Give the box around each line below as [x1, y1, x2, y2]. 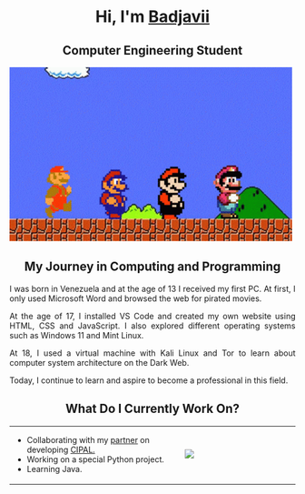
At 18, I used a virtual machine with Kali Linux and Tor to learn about [9, 348, 296, 358]
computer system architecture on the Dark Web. [9, 357, 190, 368]
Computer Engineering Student [62, 43, 243, 58]
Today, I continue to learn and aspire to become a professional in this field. [9, 375, 289, 386]
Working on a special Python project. [26, 454, 165, 465]
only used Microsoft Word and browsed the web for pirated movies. [9, 293, 262, 304]
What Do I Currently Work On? [64, 401, 241, 417]
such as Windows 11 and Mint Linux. [9, 329, 144, 340]
